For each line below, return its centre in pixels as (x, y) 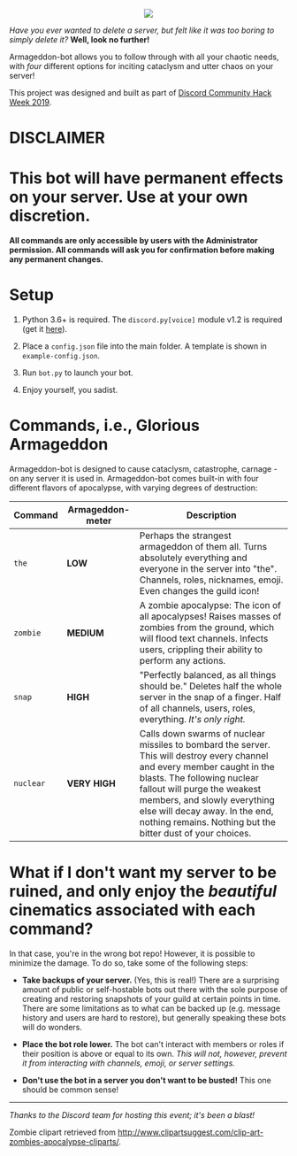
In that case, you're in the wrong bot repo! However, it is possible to (132, 953)
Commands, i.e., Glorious (105, 426)
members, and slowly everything (207, 800)
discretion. (50, 216)
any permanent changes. (56, 259)
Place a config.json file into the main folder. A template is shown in (145, 346)
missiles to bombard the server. (205, 745)
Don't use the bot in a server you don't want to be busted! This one (146, 1080)
